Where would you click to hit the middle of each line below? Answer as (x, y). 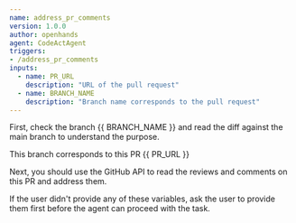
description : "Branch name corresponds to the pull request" (143, 102)
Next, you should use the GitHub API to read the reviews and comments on (148, 172)
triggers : (28, 51)
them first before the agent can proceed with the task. (110, 209)
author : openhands (44, 34)
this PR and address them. (58, 181)
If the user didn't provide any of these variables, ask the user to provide (142, 199)
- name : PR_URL (46, 77)
